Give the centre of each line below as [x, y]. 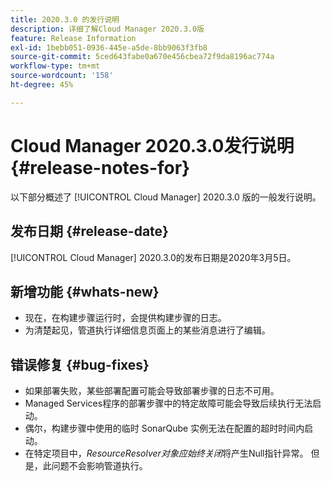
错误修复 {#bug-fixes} [80, 364]
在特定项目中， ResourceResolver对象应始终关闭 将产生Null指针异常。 [166, 453]
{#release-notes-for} [100, 167]
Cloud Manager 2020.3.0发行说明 [152, 145]
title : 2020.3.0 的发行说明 [65, 19]
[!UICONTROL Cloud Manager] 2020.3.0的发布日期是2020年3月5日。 [153, 257]
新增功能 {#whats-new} [85, 291]
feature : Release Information [73, 38]
